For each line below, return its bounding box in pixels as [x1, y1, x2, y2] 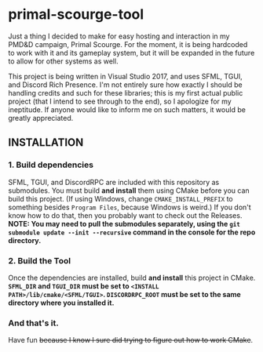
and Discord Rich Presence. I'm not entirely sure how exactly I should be [8, 80, 243, 89]
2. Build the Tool [8, 255, 71, 266]
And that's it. [8, 318, 59, 328]
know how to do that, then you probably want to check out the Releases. [8, 210, 243, 220]
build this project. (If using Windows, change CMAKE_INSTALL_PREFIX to [8, 194, 233, 203]
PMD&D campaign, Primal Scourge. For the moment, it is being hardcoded [8, 39, 248, 49]
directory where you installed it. [8, 298, 115, 307]
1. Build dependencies [8, 159, 94, 170]
